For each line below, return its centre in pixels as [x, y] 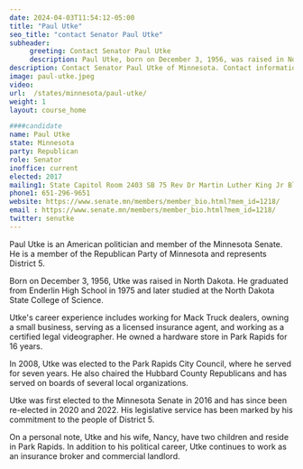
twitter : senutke [42, 218]
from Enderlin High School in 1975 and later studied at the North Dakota [142, 290]
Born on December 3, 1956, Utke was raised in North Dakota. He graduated [149, 280]
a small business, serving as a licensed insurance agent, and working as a [147, 326]
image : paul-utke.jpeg [52, 77]
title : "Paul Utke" [46, 26]
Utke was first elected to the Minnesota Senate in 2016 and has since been [148, 400]
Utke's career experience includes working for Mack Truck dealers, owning [149, 317]
